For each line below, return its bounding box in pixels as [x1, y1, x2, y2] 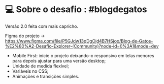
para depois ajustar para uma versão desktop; [12, 58, 106, 63]
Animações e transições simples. [12, 73, 80, 79]
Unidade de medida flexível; [12, 63, 69, 69]
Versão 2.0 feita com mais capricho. [5, 23, 79, 29]
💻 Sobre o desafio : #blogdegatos [5, 4, 147, 15]
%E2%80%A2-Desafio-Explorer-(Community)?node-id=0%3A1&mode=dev [5, 43, 159, 49]
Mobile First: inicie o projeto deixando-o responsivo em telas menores [12, 52, 154, 59]
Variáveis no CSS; [12, 68, 49, 74]
